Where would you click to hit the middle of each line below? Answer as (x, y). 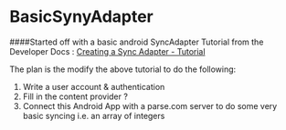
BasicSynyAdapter (81, 17)
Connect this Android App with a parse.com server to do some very (150, 105)
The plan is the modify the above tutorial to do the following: (123, 69)
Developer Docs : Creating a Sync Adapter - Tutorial (107, 51)
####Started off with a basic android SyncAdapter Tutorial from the (137, 42)
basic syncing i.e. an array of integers (94, 115)
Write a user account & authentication (94, 86)
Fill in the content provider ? (75, 96)
